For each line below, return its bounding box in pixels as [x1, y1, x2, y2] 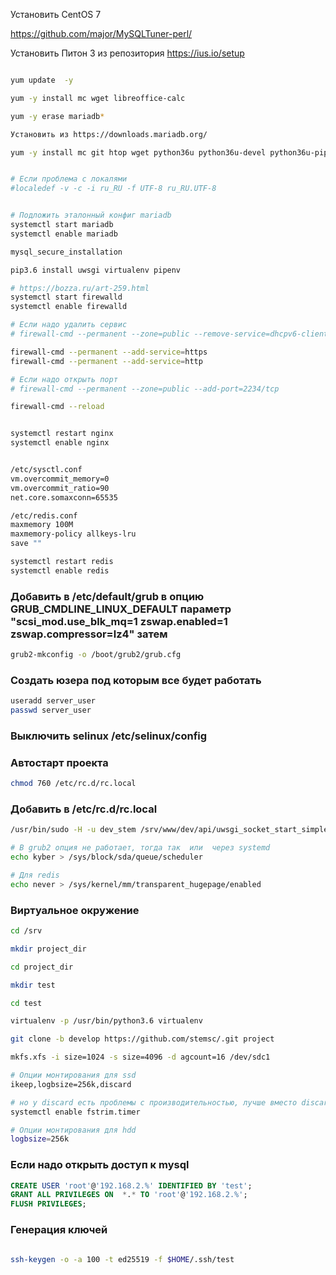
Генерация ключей [10, 1223, 108, 1237]
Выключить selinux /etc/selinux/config [10, 729, 208, 743]
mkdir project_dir [10, 944, 87, 954]
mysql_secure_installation [10, 247, 123, 257]
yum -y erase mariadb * [10, 111, 105, 121]
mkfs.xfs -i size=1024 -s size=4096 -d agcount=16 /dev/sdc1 [10, 1052, 271, 1063]
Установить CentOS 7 [10, 9, 102, 20]
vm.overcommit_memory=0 [10, 474, 110, 484]
